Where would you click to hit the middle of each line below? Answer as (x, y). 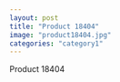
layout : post (34, 18)
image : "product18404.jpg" (60, 35)
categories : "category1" (56, 43)
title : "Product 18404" (55, 26)
